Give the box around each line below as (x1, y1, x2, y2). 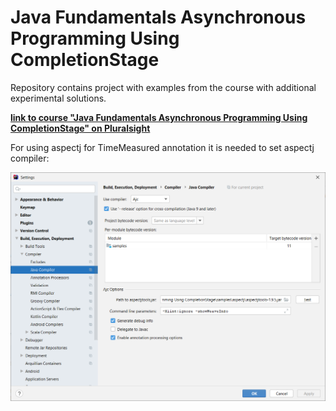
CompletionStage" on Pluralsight (10, 122, 151, 134)
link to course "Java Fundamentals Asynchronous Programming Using (10, 111, 308, 123)
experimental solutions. (10, 92, 107, 104)
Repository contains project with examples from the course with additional (10, 81, 317, 93)
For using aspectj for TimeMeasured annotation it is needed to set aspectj (10, 141, 315, 153)
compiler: (10, 152, 50, 164)
